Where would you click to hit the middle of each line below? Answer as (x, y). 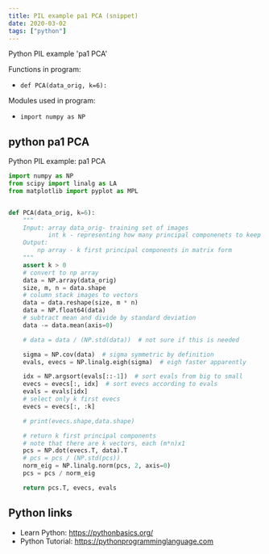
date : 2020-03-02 (37, 23)
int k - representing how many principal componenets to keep (155, 235)
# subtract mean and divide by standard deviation (110, 318)
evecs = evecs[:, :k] (59, 406)
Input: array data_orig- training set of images (106, 228)
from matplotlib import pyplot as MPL (73, 191)
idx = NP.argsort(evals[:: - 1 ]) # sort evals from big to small (133, 376)
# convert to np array (61, 273)
